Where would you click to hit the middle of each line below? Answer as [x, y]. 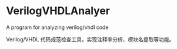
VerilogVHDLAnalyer [58, 11]
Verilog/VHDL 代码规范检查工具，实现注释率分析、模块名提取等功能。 [90, 39]
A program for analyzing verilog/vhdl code [57, 27]
